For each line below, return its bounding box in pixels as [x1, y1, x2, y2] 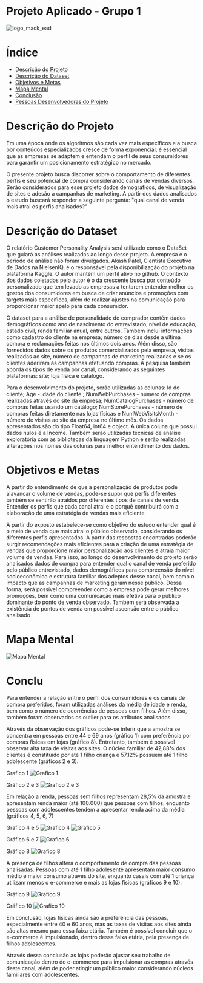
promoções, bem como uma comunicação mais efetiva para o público [6, 592, 181, 599]
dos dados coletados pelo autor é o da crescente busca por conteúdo [6, 276, 181, 284]
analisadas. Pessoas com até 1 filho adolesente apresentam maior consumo [6, 866, 195, 873]
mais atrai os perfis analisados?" [6, 202, 88, 210]
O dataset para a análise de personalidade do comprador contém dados [6, 314, 186, 321]
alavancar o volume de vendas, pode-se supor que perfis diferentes [6, 490, 176, 497]
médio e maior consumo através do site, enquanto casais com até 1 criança [6, 872, 195, 879]
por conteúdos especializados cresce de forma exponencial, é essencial [6, 146, 187, 153]
